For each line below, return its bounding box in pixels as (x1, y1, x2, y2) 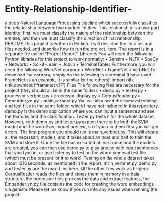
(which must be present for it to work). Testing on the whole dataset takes (5, 155, 155, 161)
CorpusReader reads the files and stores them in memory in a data (5, 171, 140, 177)
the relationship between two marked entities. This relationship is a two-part (5, 25, 160, 30)
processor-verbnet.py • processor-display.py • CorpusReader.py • (5, 92, 141, 99)
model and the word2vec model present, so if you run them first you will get (5, 124, 159, 129)
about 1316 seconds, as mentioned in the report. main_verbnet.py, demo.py (5, 160, 157, 166)
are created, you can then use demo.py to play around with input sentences (5, 145, 158, 151)
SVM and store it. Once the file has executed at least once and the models (5, 139, 155, 145)
